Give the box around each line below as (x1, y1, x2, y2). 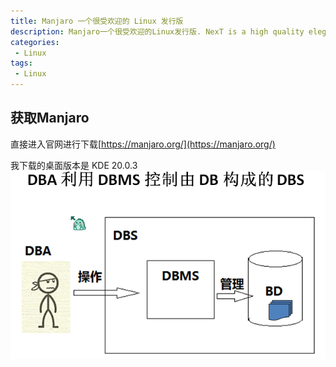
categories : (10, 37, 60, 47)
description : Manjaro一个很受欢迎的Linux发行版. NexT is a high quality (10, 26, 305, 37)
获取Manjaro (10, 110, 90, 127)
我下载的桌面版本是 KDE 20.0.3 (10, 159, 138, 171)
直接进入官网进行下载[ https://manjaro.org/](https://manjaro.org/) (10, 138, 276, 150)
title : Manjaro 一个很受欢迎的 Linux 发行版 (10, 16, 184, 26)
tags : (10, 58, 33, 69)
